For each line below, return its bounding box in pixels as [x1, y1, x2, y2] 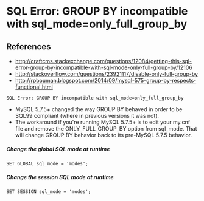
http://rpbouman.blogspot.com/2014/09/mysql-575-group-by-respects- [15, 77, 197, 84]
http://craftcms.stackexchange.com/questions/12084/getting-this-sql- [15, 58, 192, 64]
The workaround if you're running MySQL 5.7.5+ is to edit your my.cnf [15, 118, 191, 126]
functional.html [15, 83, 53, 90]
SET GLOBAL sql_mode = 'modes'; [6, 160, 88, 166]
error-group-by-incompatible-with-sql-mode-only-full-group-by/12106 [15, 64, 193, 71]
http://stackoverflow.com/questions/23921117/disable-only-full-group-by [15, 70, 199, 77]
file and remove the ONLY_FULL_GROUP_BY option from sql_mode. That [15, 125, 197, 132]
